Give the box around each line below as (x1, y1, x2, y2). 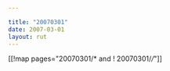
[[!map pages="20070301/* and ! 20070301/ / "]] (8, 54, 163, 63)
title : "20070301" (8, 18, 68, 26)
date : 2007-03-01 (8, 25, 65, 34)
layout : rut (8, 33, 47, 41)
